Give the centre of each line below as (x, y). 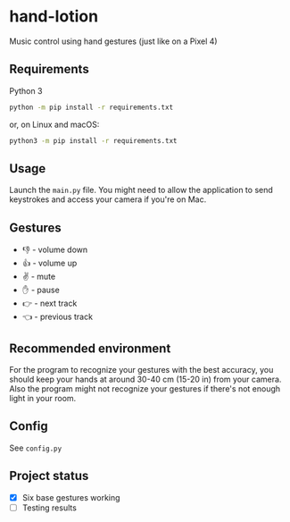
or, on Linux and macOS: (54, 124)
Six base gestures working (71, 497)
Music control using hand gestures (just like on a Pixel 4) (113, 41)
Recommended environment (90, 348)
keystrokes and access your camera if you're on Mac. (108, 199)
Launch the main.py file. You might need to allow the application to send (141, 190)
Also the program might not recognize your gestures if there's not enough (145, 388)
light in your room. (43, 398)
